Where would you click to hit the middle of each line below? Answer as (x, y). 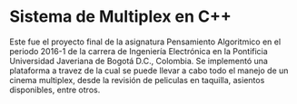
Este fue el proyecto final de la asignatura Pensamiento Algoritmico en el (145, 42)
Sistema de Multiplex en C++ (120, 17)
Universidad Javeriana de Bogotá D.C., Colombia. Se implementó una (139, 61)
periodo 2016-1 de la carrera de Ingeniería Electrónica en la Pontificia (139, 51)
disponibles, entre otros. (55, 90)
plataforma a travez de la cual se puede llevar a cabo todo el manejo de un (149, 71)
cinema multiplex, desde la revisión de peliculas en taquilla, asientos (137, 80)
